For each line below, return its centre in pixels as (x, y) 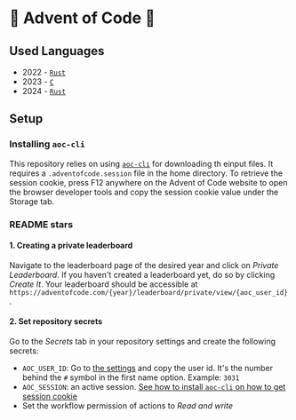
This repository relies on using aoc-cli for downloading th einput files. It (141, 163)
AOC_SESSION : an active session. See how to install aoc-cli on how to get (154, 387)
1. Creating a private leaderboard (71, 246)
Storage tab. (32, 201)
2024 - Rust (44, 91)
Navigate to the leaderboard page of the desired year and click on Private (144, 265)
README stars (41, 224)
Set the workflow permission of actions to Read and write (128, 406)
